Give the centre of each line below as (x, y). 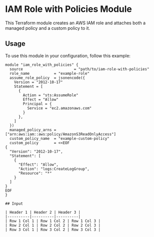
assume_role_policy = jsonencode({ (47, 78)
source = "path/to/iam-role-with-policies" (79, 69)
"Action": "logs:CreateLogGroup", (54, 169)
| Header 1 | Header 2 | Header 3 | (43, 212)
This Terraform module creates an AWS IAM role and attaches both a (76, 23)
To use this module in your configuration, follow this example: (68, 56)
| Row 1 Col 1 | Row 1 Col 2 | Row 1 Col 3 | (53, 221)
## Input (14, 204)
